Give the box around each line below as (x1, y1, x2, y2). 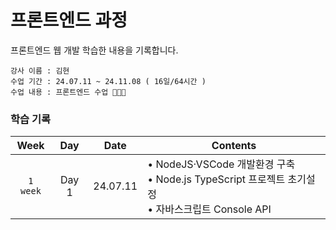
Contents (211, 139, 257, 153)
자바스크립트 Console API (155, 202, 272, 216)
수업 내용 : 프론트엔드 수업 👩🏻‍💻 (10, 87, 127, 97)
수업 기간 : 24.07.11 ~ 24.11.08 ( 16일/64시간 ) (10, 76, 207, 86)
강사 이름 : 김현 (10, 66, 70, 76)
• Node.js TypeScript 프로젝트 (147, 172, 286, 186)
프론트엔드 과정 (10, 9, 128, 32)
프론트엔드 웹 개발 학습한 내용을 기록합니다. (10, 44, 179, 56)
